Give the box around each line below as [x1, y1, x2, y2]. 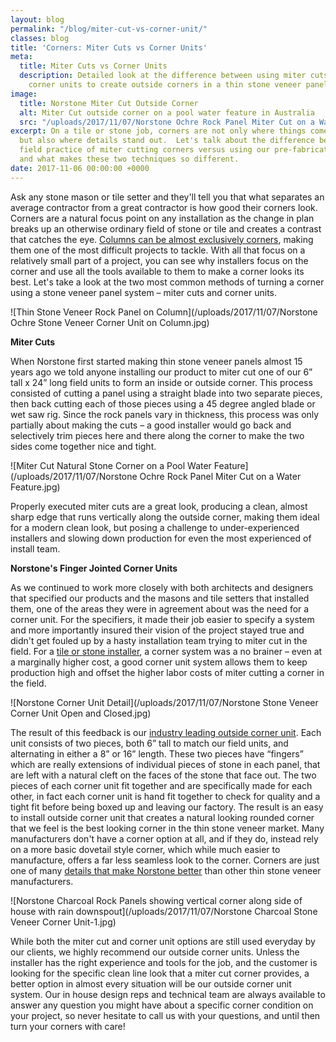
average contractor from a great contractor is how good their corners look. [10, 201, 318, 213]
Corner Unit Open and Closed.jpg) [10, 707, 152, 719]
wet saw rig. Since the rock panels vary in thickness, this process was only [10, 408, 320, 420]
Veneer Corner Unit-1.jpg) [10, 916, 117, 928]
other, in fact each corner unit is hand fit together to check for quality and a [10, 790, 321, 802]
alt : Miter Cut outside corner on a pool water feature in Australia [19, 107, 315, 118]
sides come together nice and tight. [10, 440, 157, 452]
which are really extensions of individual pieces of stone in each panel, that [10, 758, 321, 770]
